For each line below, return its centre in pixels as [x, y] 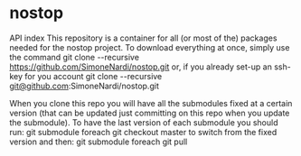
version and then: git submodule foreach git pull [99, 142]
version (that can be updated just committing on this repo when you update [150, 113]
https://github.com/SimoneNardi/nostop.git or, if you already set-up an [141, 67]
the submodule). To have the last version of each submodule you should [144, 122]
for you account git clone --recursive [94, 76]
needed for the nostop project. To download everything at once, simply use [150, 47]
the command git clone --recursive [75, 57]
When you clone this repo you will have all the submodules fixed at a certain [151, 103]
